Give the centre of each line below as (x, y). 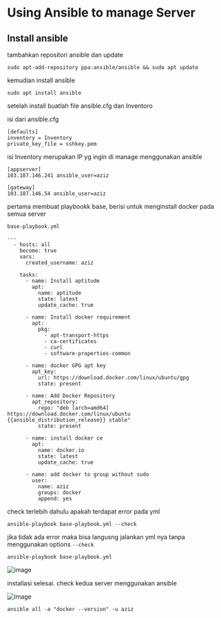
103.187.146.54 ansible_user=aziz (57, 194)
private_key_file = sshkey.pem (52, 144)
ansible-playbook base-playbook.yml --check (72, 524)
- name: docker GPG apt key (66, 366)
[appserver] (24, 169)
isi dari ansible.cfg (33, 119)
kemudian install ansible (41, 80)
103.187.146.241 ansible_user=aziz (58, 176)
